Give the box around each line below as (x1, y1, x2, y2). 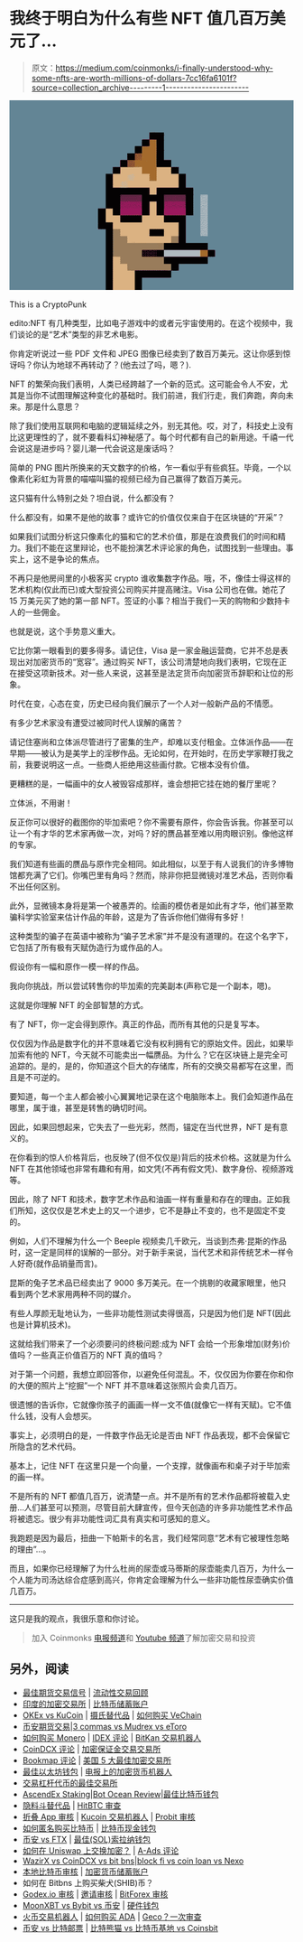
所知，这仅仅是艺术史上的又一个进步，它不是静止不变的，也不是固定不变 (16, 1205, 286, 1216)
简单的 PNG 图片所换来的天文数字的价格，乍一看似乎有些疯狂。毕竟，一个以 (9, 462, 291, 472)
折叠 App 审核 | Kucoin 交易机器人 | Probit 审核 (22, 1811, 196, 1822)
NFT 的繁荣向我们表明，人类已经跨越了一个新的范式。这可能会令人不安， (9, 378, 280, 389)
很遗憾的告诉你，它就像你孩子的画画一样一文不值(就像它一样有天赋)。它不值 (9, 1399, 292, 1410)
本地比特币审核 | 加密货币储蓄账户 (22, 1866, 149, 1877)
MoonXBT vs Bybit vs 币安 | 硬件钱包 (22, 1900, 160, 1910)
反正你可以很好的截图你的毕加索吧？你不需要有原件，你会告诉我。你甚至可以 (9, 817, 294, 827)
